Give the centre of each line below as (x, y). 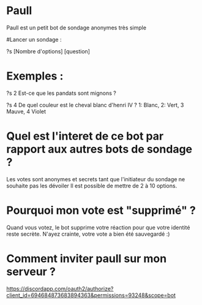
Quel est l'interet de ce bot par (85, 136)
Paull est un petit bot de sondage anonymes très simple (77, 28)
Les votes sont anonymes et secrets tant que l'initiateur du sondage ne (96, 179)
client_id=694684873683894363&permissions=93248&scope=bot (91, 295)
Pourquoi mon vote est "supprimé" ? (101, 210)
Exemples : (35, 76)
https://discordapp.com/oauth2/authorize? (60, 288)
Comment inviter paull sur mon (87, 258)
